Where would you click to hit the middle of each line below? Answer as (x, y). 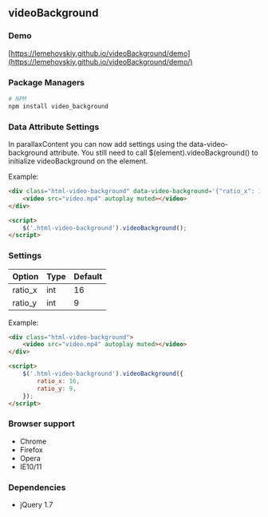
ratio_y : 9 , (57, 389)
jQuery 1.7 (36, 505)
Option (26, 276)
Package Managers (47, 82)
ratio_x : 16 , (59, 381)
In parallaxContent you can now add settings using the (98, 144)
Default (88, 276)
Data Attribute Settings (54, 127)
